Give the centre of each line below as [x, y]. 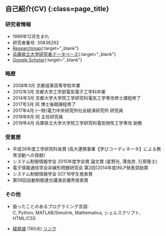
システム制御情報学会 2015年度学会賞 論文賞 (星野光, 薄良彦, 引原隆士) [85, 161]
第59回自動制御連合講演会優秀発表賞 [50, 180]
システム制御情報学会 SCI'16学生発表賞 [52, 174]
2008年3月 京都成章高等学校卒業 [46, 85]
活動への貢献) [31, 155]
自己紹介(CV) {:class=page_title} [57, 9]
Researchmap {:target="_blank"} [46, 48]
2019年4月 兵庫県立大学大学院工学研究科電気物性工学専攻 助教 [77, 123]
